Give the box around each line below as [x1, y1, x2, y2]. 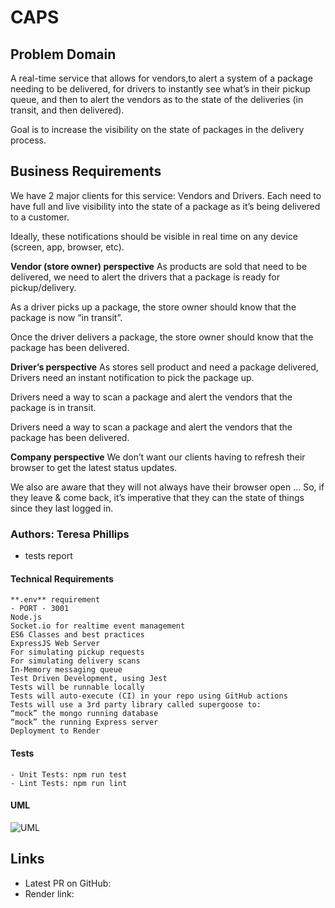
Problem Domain [10, 46, 117, 63]
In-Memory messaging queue [10, 665, 123, 675]
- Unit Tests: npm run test [10, 769, 128, 780]
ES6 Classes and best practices [10, 630, 145, 640]
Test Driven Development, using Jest [10, 674, 168, 684]
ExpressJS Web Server [10, 639, 101, 649]
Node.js [10, 612, 43, 623]
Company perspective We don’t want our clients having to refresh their [10, 451, 306, 463]
